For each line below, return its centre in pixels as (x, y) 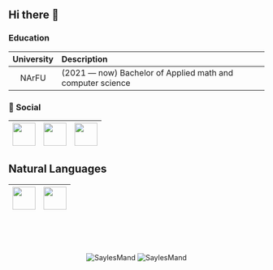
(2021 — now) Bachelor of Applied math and (147, 72)
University (33, 59)
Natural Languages (58, 169)
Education (29, 38)
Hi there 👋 (34, 15)
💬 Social (25, 107)
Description (84, 59)
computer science (96, 83)
